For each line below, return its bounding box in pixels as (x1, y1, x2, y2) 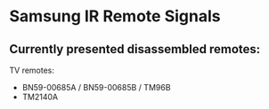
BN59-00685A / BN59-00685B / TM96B (21, 82, 171, 92)
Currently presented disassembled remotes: (9, 42, 261, 57)
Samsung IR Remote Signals (9, 6, 221, 27)
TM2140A (21, 91, 59, 102)
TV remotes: (9, 65, 55, 75)
